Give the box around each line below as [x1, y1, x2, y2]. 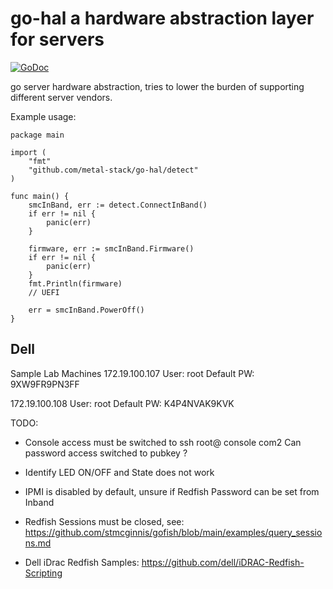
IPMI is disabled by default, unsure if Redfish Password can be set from [24, 485, 320, 497]
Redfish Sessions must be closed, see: [24, 515, 185, 527]
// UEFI [28, 287, 60, 297]
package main [10, 130, 65, 140]
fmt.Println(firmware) [28, 278, 123, 289]
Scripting [24, 567, 63, 579]
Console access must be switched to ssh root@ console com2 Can [24, 436, 302, 448]
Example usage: [10, 110, 77, 122]
